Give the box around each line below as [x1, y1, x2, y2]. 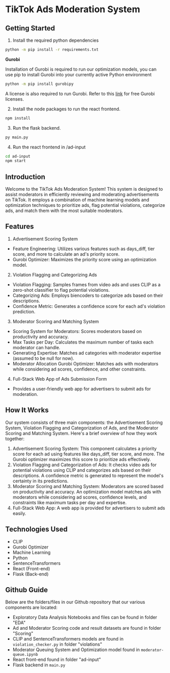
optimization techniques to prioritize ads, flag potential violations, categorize [5, 202, 165, 208]
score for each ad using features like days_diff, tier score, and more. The [12, 451, 165, 457]
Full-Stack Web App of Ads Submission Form [12, 376, 107, 382]
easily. [12, 510, 26, 516]
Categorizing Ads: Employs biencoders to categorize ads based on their [12, 292, 163, 298]
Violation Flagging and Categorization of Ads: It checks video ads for [12, 462, 157, 468]
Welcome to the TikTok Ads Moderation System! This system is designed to [5, 186, 163, 192]
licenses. [5, 96, 24, 102]
